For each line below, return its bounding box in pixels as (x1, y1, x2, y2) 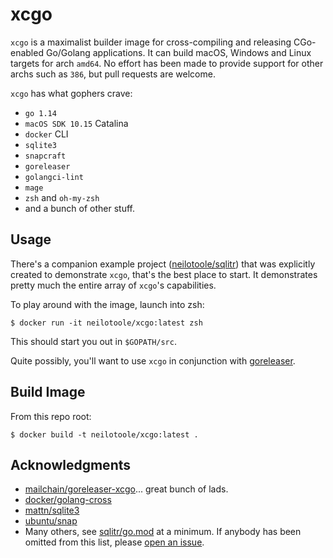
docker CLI (24, 128, 69, 140)
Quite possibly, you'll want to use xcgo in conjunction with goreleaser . (10, 354, 296, 367)
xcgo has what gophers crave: (10, 87, 133, 99)
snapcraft (24, 151, 67, 161)
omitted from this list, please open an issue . (24, 536, 205, 548)
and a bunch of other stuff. (24, 202, 136, 214)
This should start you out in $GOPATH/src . (10, 335, 177, 347)
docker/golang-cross (24, 494, 112, 506)
